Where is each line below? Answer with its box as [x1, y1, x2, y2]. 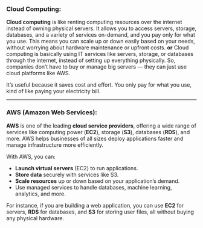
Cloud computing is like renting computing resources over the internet [6, 19, 182, 26]
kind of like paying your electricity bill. [6, 88, 101, 95]
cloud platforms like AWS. [6, 70, 71, 77]
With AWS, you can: [6, 153, 56, 160]
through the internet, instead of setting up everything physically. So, [6, 57, 176, 64]
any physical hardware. [6, 214, 65, 221]
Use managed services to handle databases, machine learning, [14, 183, 172, 191]
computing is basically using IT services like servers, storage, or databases [6, 51, 194, 58]
